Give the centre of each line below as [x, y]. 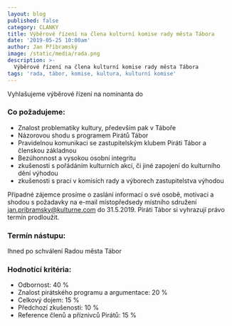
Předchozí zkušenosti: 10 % [58, 307]
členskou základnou [47, 150]
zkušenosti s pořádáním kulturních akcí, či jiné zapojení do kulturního [119, 165]
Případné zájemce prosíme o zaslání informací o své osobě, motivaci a [111, 194]
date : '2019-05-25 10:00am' [49, 41]
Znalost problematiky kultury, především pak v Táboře [97, 127]
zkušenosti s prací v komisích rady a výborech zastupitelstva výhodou [121, 180]
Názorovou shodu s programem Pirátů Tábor [83, 135]
